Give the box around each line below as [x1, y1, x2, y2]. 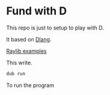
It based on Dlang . [6, 35, 52, 43]
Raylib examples [6, 47, 47, 55]
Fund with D [6, 4, 67, 18]
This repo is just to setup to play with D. [6, 24, 104, 31]
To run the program [6, 81, 54, 88]
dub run [6, 70, 26, 76]
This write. [6, 59, 32, 66]
